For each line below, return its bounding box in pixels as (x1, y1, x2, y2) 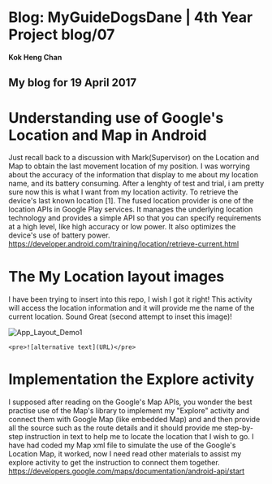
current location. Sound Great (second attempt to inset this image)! (8, 312, 233, 321)
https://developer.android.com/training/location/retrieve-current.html (8, 239, 240, 249)
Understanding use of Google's (8, 108, 224, 127)
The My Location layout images (8, 268, 225, 286)
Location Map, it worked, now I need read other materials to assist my (8, 449, 242, 459)
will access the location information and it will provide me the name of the (8, 303, 255, 313)
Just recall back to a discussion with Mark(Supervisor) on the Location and (8, 153, 260, 163)
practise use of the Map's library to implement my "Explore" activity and (8, 406, 250, 416)
